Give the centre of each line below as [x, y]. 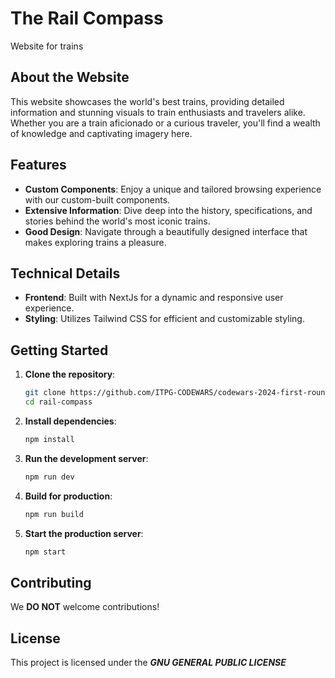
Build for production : [68, 496]
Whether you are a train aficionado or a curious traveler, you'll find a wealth [165, 123]
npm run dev [49, 477]
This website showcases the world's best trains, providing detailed [147, 101]
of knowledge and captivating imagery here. [101, 133]
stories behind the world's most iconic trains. [117, 221]
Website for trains [47, 46]
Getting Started [59, 350]
